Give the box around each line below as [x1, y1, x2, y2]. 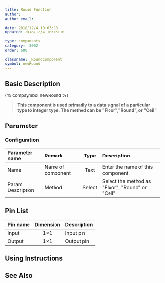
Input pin [65, 229, 86, 236]
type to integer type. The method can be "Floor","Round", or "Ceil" [17, 107, 157, 113]
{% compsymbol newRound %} [5, 93, 69, 98]
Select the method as [102, 178, 151, 185]
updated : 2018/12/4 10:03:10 [5, 30, 65, 35]
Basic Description [5, 79, 60, 88]
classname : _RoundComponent [5, 57, 63, 62]
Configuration [5, 136, 39, 143]
